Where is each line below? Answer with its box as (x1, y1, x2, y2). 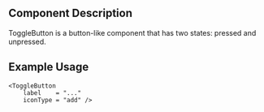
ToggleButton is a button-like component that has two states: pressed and (8, 28, 257, 37)
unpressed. (8, 37, 46, 46)
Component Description (8, 6, 132, 20)
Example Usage (8, 60, 89, 74)
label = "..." (23, 88, 82, 97)
